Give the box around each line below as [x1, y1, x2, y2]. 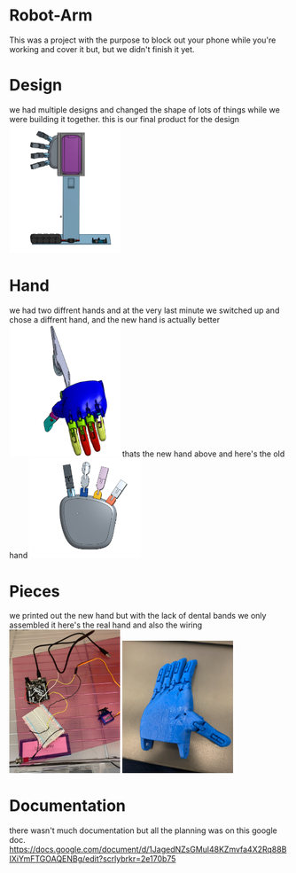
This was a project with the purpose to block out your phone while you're [9, 35, 277, 45]
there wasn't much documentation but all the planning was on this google [9, 825, 277, 836]
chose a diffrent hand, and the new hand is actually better [9, 314, 220, 324]
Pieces [9, 581, 60, 601]
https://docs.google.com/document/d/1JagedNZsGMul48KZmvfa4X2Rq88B [9, 844, 287, 855]
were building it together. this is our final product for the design [9, 113, 240, 124]
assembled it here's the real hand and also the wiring [9, 620, 203, 630]
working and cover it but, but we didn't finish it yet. [9, 43, 195, 54]
